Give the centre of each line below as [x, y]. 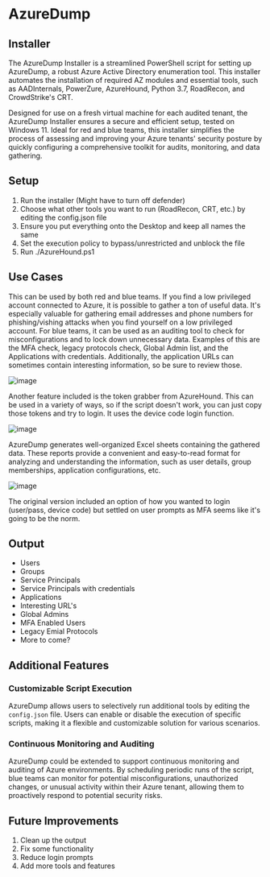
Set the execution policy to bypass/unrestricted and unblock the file [133, 243]
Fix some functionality [57, 849]
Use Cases [36, 277]
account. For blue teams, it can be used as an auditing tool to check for [127, 330]
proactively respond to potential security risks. [85, 796]
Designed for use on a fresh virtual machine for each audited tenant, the [128, 113]
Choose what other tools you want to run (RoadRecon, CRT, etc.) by [133, 209]
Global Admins [44, 614]
